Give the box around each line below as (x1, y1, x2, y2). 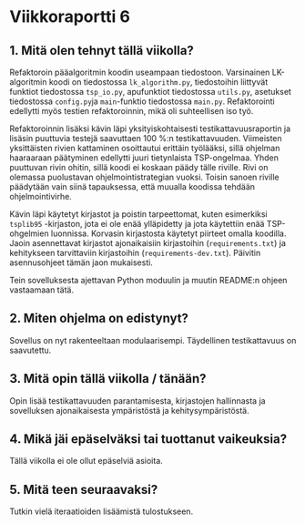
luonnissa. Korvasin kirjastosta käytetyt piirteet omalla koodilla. (50, 228, 287, 239)
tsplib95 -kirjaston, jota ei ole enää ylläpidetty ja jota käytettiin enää (9, 219, 265, 229)
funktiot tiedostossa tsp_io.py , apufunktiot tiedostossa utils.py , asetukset (9, 87, 291, 97)
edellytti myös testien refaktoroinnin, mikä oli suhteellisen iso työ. (9, 106, 254, 116)
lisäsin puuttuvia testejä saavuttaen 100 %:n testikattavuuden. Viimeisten (9, 133, 282, 143)
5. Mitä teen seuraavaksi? (9, 481, 158, 498)
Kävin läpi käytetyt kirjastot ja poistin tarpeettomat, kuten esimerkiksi (9, 209, 268, 220)
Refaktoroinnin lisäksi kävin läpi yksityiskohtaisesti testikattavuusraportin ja (9, 123, 291, 134)
